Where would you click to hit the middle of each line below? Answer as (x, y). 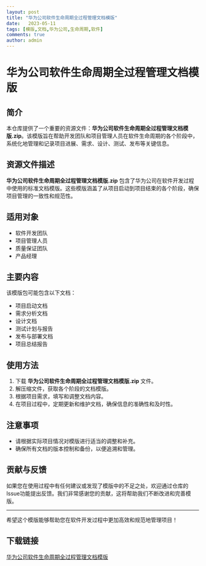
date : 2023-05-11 (31, 23)
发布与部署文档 (34, 337)
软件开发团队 (31, 233)
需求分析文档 (31, 313)
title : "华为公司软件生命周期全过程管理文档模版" (62, 18)
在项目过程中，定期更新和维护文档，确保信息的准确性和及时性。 (95, 404)
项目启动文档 (31, 306)
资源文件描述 (31, 165)
